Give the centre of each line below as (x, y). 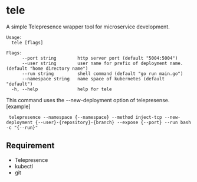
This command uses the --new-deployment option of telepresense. (88, 100)
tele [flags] (27, 43)
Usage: (14, 37)
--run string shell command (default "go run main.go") (102, 74)
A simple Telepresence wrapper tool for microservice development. (88, 27)
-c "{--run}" (22, 128)
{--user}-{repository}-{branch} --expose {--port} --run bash (113, 122)
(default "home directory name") (47, 69)
